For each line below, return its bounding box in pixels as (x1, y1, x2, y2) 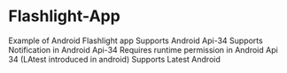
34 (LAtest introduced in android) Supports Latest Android (8, 54, 221, 64)
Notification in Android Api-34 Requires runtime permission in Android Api (8, 44, 278, 55)
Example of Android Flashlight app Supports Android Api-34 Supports (8, 35, 263, 46)
